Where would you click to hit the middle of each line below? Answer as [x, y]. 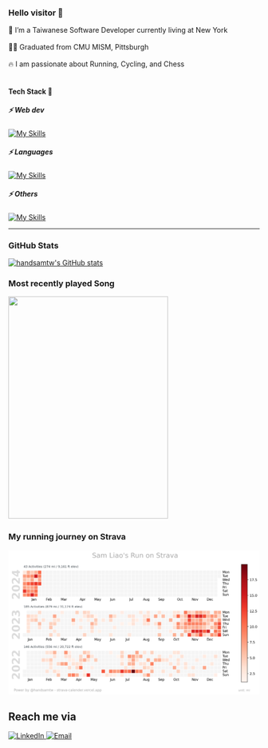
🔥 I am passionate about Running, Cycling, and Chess [97, 64]
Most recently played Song [61, 284]
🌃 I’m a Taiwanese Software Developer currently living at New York [118, 30]
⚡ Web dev [26, 110]
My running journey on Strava [67, 537]
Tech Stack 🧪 [31, 91]
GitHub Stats [33, 245]
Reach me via [42, 716]
